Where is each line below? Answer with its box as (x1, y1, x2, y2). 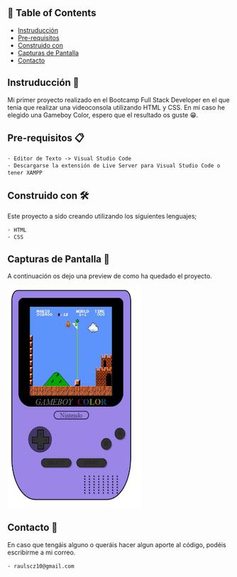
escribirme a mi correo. (7, 548, 76, 556)
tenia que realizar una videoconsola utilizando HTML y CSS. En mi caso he (7, 103, 226, 111)
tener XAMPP (7, 170, 43, 177)
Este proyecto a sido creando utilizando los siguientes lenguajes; (7, 212, 197, 221)
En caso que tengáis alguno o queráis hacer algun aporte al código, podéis (7, 540, 226, 549)
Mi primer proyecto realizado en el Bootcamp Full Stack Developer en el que (7, 95, 230, 104)
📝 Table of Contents (7, 7, 97, 19)
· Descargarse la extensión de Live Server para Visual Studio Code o (7, 163, 221, 170)
